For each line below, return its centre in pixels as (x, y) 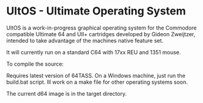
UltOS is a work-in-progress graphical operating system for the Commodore (101, 28)
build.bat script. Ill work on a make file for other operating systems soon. (97, 82)
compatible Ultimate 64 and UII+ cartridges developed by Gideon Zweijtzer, (101, 34)
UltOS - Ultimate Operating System (96, 11)
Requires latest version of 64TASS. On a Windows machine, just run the (96, 75)
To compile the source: (35, 64)
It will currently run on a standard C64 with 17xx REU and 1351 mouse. (94, 52)
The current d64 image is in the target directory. (67, 93)
